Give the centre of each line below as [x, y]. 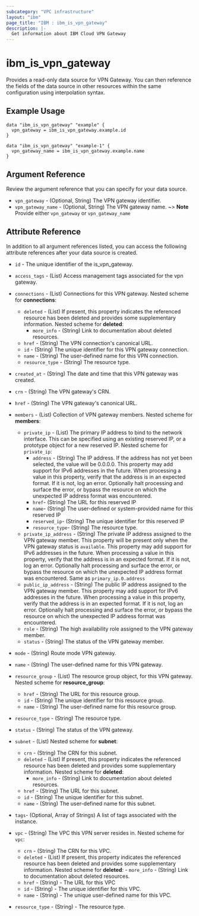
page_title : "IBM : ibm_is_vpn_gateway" [57, 23]
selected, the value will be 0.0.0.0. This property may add [103, 464]
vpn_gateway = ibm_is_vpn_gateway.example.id [69, 130]
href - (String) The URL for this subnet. [71, 791]
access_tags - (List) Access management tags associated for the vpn [99, 275]
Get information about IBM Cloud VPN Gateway [69, 34]
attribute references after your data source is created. [72, 252]
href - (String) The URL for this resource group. [82, 694]
